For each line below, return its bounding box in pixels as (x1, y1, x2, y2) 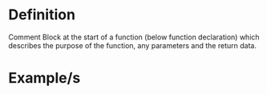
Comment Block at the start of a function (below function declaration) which (8, 32, 260, 42)
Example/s (8, 69, 81, 88)
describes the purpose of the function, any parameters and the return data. (8, 40, 257, 50)
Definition (8, 6, 76, 24)
